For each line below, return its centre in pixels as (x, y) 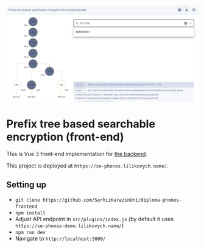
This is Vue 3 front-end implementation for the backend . (77, 154)
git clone (28, 200)
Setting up (26, 185)
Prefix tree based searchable (81, 124)
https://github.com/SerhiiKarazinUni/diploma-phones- (112, 200)
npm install (30, 213)
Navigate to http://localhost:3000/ (60, 238)
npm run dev (30, 232)
